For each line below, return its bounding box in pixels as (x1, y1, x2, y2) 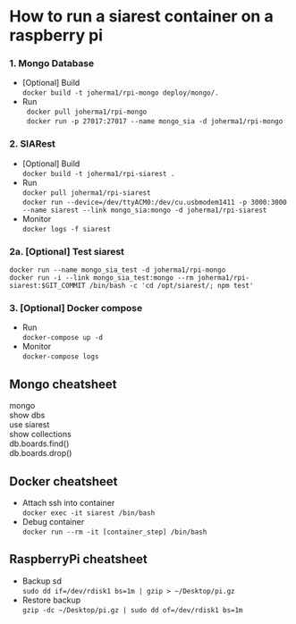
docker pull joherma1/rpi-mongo (26, 107, 148, 117)
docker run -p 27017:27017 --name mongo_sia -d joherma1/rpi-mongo (26, 117, 283, 126)
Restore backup (21, 594, 81, 605)
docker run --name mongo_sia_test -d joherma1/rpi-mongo (9, 266, 226, 274)
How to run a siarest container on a (9, 6, 275, 27)
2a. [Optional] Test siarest (9, 245, 125, 257)
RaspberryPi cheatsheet (9, 552, 148, 567)
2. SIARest (9, 138, 56, 150)
